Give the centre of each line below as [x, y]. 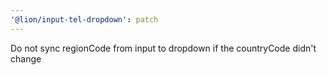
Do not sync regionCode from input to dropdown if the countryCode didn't [163, 48]
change [26, 58]
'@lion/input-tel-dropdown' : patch [84, 19]
